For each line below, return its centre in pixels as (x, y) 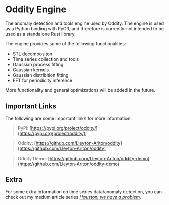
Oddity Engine (36, 9)
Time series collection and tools (46, 59)
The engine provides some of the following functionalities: (66, 43)
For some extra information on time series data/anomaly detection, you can (83, 192)
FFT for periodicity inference (42, 80)
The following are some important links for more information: (69, 118)
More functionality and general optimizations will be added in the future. (80, 90)
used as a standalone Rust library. (40, 34)
